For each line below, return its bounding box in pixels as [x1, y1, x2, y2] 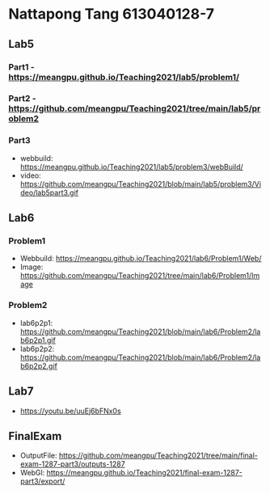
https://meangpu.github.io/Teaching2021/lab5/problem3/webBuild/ [19, 162, 244, 171]
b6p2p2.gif [19, 361, 58, 370]
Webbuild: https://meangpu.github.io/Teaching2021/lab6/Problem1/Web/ [19, 254, 262, 264]
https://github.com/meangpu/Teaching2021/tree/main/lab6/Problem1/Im [19, 271, 260, 281]
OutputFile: [19, 450, 58, 461]
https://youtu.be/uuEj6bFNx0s [19, 406, 121, 416]
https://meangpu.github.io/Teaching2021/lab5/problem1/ [8, 71, 240, 82]
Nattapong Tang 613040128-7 [8, 5, 214, 23]
